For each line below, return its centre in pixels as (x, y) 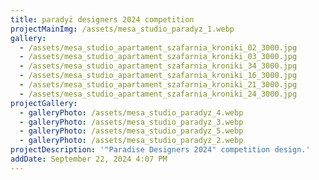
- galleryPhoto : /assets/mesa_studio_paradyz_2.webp (131, 141)
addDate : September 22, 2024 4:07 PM (89, 159)
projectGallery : (44, 103)
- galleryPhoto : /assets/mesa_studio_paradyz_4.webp (131, 112)
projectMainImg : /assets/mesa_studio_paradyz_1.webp (122, 29)
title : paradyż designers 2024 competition (102, 19)
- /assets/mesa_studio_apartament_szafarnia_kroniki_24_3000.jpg (158, 94)
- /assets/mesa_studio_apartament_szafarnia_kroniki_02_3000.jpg (158, 47)
